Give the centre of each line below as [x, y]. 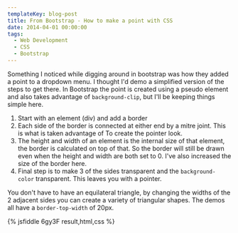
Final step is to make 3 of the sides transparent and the [98, 171]
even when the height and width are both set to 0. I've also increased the [124, 156]
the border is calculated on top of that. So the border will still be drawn [121, 148]
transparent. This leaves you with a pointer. [98, 178]
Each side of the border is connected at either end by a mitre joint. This [121, 125]
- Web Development [41, 41]
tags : [15, 34]
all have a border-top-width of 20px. [61, 207]
